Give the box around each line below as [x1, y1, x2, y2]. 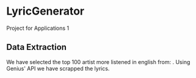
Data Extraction [6, 42, 67, 52]
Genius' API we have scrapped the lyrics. [6, 65, 110, 72]
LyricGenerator [6, 4, 85, 18]
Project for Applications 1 [6, 24, 70, 32]
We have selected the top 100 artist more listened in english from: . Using [6, 58, 191, 65]
